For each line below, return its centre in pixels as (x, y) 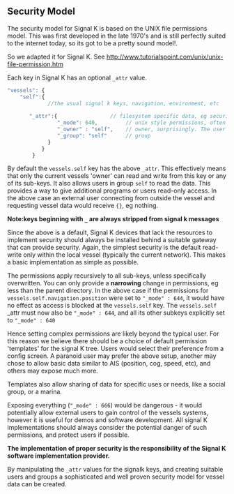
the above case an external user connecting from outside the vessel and (111, 198)
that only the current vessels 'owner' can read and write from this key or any (117, 176)
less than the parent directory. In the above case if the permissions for (108, 291)
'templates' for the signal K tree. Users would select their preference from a (116, 349)
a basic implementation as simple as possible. (73, 262)
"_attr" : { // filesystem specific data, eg (118, 117)
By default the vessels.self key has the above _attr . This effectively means (117, 169)
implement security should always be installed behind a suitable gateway (112, 240)
